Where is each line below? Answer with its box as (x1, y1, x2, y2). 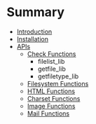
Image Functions (27, 102, 76, 110)
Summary (6, 4, 64, 20)
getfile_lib (37, 64, 66, 73)
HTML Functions (27, 87, 75, 95)
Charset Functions (27, 94, 81, 102)
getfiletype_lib (37, 71, 79, 81)
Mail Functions (27, 109, 70, 118)
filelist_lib (37, 57, 65, 65)
